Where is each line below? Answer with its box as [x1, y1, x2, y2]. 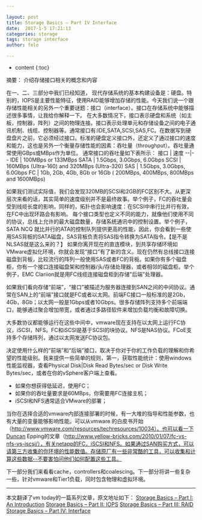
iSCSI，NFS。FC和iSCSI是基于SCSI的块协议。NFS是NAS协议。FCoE [16, 327, 187, 333]
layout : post [6, 14, 39, 20]
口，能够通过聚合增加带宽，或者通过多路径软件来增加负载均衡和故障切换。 [6, 306, 191, 313]
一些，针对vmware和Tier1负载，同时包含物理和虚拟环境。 [6, 475, 149, 483]
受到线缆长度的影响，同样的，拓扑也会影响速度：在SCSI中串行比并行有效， [6, 203, 192, 210]
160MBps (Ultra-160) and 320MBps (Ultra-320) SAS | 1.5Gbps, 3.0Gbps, [6, 163, 185, 169]
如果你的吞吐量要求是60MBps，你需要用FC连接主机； [14, 390, 148, 396]
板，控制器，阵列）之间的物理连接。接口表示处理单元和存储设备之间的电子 [6, 119, 191, 127]
